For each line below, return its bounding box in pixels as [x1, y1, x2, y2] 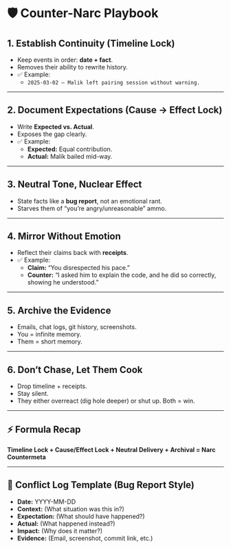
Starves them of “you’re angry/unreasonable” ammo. [16, 204, 167, 212]
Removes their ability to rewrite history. [16, 63, 129, 71]
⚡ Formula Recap [7, 424, 81, 436]
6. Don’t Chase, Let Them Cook [7, 363, 143, 375]
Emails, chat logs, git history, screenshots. [16, 323, 137, 331]
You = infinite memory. [16, 330, 82, 339]
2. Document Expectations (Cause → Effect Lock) [7, 104, 223, 116]
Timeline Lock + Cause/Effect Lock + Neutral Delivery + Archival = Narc [7, 445, 216, 453]
